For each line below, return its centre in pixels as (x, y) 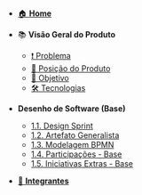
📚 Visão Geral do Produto (67, 34)
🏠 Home (34, 13)
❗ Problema (51, 56)
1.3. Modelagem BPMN (72, 145)
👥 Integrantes (43, 181)
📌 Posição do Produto (71, 69)
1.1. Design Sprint (62, 126)
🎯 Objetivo (50, 78)
